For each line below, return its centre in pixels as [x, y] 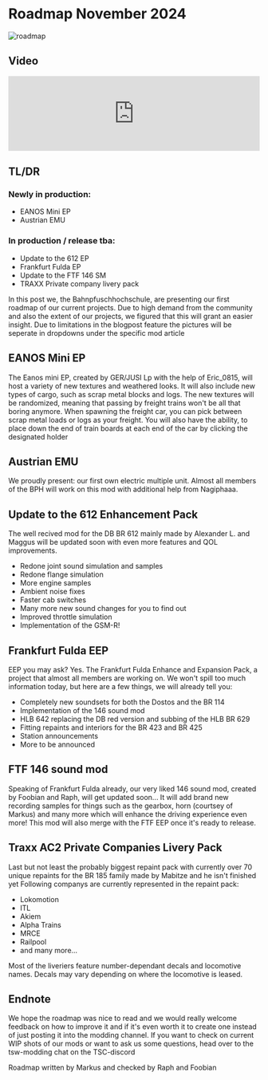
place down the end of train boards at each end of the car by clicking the [128, 428]
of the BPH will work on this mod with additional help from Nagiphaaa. [123, 489]
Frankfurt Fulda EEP [59, 650]
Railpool [33, 941]
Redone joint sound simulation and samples [91, 566]
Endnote [30, 999]
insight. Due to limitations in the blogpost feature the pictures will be [120, 325]
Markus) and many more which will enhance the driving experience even [128, 814]
